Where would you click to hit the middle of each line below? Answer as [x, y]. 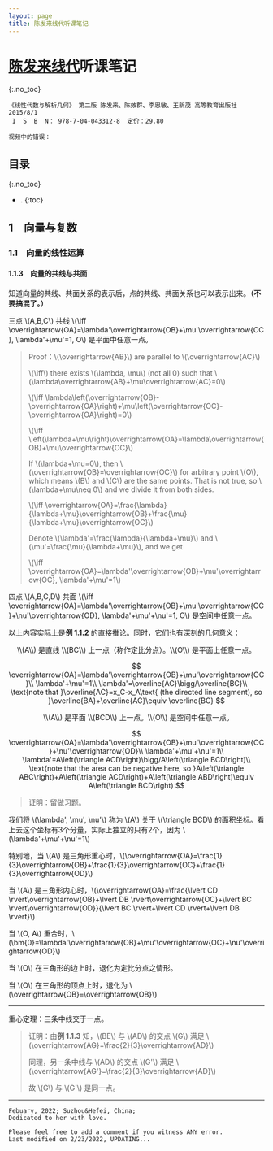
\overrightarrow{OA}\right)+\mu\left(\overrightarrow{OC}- [126, 406]
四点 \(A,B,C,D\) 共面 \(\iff [51, 596]
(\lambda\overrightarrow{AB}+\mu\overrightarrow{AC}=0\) [127, 381]
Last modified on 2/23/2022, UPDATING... [80, 1139]
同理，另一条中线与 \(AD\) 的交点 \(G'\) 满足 [101, 1062]
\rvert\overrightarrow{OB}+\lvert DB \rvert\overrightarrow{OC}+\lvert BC [130, 899]
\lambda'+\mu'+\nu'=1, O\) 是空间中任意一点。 [179, 615]
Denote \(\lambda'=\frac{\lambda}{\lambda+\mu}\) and [121, 538]
